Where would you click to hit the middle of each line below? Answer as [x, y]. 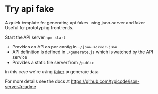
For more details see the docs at [37, 81]
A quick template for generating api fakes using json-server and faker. [76, 23]
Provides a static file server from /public [53, 62]
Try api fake [30, 9]
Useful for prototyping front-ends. [39, 27]
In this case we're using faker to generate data [52, 71]
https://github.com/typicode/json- [105, 81]
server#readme [21, 86]
